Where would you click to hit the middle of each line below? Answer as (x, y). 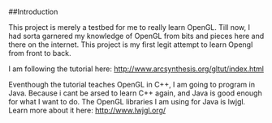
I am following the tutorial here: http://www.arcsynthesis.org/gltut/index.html (136, 69)
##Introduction (33, 12)
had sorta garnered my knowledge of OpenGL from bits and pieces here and (136, 36)
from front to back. (40, 53)
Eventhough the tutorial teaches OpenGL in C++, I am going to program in (132, 85)
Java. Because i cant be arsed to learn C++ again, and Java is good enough (135, 93)
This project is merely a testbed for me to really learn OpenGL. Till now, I (129, 27)
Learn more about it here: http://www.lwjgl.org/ (87, 110)
